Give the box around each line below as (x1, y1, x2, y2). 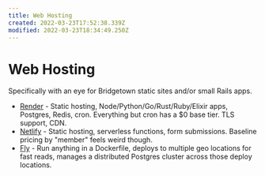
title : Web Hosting (8, 11, 73, 20)
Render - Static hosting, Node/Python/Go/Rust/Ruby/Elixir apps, (19, 102, 228, 111)
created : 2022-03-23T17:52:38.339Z (8, 19, 126, 27)
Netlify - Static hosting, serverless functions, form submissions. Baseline (19, 127, 257, 137)
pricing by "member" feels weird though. (19, 135, 153, 144)
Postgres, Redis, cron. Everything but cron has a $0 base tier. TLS (19, 110, 235, 119)
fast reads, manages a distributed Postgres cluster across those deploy (19, 152, 253, 162)
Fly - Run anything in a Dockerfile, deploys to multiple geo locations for (19, 144, 252, 153)
